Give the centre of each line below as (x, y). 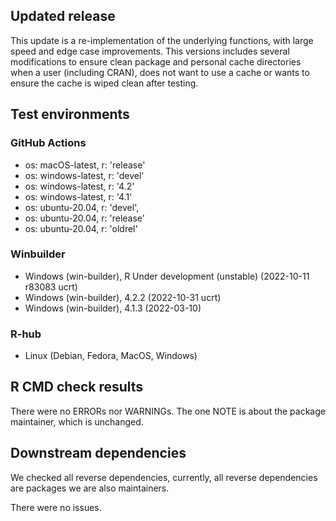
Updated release (63, 16)
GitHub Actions (48, 143)
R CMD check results (77, 387)
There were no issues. (56, 507)
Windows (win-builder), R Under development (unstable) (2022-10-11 (167, 276)
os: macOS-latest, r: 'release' (85, 165)
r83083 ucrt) (51, 286)
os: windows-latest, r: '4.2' (79, 186)
